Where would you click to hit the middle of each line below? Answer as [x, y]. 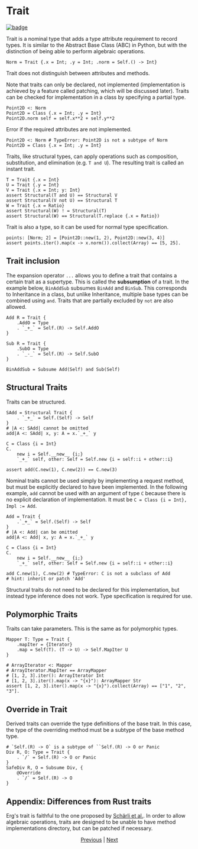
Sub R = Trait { [26, 343]
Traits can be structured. [36, 402]
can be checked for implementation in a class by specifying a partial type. [96, 97]
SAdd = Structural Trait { [39, 412]
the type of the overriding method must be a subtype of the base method [95, 730]
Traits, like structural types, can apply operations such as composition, [92, 156]
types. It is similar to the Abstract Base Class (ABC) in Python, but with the [97, 45]
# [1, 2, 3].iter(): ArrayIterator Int [55, 676]
